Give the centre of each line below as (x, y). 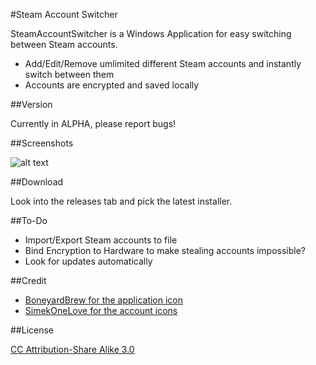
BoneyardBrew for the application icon (104, 300)
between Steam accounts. (64, 44)
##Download (37, 182)
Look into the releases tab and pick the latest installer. (121, 201)
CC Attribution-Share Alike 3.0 (72, 349)
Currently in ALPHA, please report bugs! (93, 123)
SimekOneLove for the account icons (101, 310)
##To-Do (29, 220)
